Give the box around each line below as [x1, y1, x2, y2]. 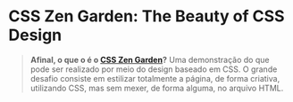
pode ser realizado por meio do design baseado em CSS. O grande [29, 64, 278, 75]
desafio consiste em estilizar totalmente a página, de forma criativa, [29, 73, 280, 83]
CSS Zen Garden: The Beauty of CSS [8, 6, 285, 27]
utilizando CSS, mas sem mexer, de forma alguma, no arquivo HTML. [29, 82, 284, 93]
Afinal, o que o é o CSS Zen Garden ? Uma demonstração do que [29, 54, 270, 65]
